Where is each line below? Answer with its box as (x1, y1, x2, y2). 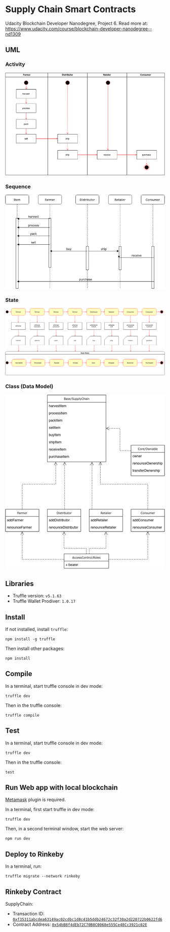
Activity (5, 61, 25, 68)
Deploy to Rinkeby (5, 850, 64, 858)
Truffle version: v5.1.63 (12, 593, 62, 599)
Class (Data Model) (5, 383, 54, 390)
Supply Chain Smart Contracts (5, 4, 136, 15)
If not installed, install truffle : (5, 626, 68, 633)
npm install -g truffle (5, 637, 56, 642)
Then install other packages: (5, 646, 65, 652)
